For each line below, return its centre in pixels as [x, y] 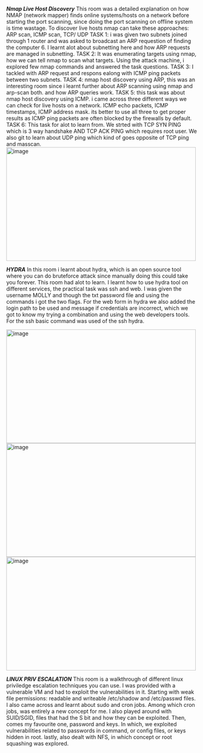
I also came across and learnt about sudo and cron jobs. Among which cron [101, 705]
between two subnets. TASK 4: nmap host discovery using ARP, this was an [101, 79]
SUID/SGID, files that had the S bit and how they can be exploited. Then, [96, 718]
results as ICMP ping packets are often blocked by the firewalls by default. [99, 118]
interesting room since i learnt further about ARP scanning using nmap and [99, 86]
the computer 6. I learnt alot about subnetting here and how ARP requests [98, 47]
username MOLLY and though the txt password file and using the [88, 295]
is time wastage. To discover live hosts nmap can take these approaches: [98, 28]
